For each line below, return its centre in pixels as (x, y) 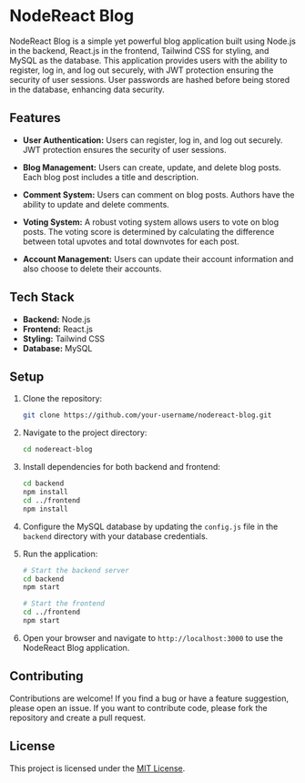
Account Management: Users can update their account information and (158, 259)
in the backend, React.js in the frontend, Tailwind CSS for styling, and (139, 50)
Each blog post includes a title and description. (111, 177)
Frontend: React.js (58, 329)
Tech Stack (42, 297)
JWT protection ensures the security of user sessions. (124, 149)
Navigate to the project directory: (85, 432)
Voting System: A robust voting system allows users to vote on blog (151, 222)
